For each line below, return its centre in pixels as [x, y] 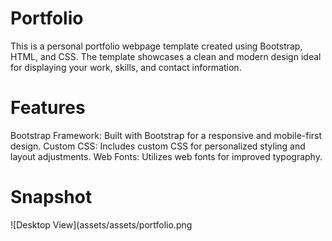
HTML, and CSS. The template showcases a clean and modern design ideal [166, 56]
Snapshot [51, 197]
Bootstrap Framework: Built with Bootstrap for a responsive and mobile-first [166, 135]
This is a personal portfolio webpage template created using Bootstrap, [156, 46]
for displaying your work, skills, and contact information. [126, 67]
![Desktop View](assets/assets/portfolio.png [101, 224]
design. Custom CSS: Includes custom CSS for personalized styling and [158, 146]
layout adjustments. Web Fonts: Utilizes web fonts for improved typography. [166, 156]
